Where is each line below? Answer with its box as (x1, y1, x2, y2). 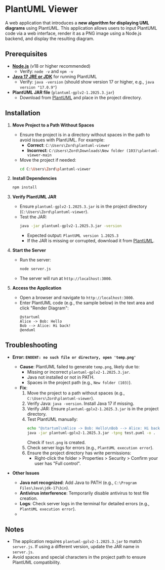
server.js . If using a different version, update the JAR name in (12, 544, 139, 550)
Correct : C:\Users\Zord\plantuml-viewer (27, 142, 110, 148)
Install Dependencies (12, 175, 57, 181)
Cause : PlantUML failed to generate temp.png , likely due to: (19, 363, 140, 369)
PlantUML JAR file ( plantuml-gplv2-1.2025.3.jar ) (12, 89, 115, 95)
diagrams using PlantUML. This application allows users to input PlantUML (5, 25, 157, 31)
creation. (19, 495, 38, 501)
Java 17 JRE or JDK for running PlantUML (12, 73, 97, 80)
